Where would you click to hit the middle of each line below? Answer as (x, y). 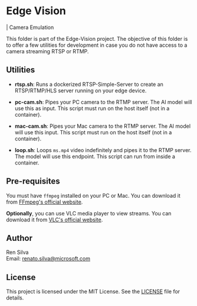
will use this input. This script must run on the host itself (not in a (93, 132)
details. (15, 298)
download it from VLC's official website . (55, 220)
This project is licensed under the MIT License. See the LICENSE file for (93, 292)
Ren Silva (17, 252)
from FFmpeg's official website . (45, 202)
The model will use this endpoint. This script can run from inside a (95, 156)
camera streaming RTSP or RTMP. (47, 51)
